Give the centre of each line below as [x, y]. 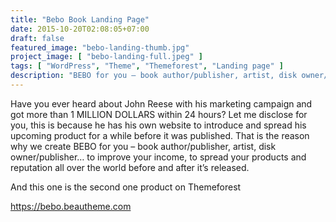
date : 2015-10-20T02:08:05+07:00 [80, 29]
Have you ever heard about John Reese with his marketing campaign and [161, 103]
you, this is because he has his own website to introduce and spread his [158, 125]
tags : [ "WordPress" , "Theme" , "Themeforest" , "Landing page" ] [147, 66]
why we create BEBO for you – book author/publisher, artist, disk [143, 146]
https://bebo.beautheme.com [71, 206]
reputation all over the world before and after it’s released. [130, 167]
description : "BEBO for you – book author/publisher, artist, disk [154, 76]
